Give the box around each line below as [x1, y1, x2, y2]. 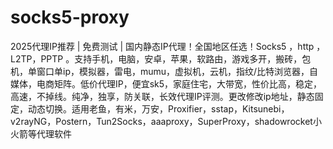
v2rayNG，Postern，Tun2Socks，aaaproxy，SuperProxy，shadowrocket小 [10, 115, 322, 127]
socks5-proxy [10, 6, 130, 29]
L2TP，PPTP [10, 52, 64, 65]
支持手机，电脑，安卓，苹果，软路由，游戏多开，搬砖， [74, 52, 303, 65]
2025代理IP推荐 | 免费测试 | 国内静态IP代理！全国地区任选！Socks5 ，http [10, 40, 315, 52]
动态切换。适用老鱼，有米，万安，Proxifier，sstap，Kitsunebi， [27, 102, 290, 115]
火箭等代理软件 [10, 127, 72, 140]
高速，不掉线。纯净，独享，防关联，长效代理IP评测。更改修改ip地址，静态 [10, 90, 315, 102]
